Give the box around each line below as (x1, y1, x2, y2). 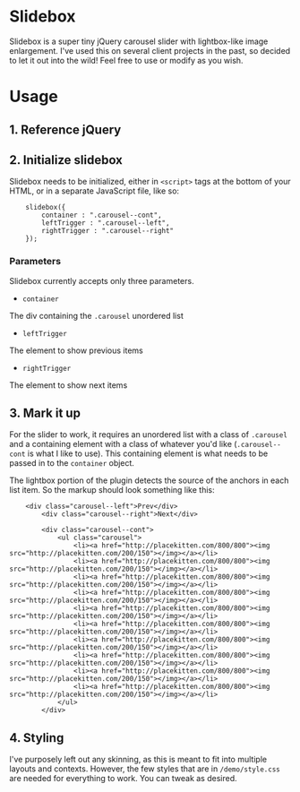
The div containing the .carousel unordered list (9, 310, 184, 321)
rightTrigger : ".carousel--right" (41, 227, 175, 236)
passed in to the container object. (9, 458, 134, 469)
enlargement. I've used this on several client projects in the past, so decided (9, 45, 291, 56)
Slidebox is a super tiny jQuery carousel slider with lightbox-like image (9, 36, 269, 47)
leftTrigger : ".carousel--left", (41, 219, 170, 228)
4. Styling (9, 730, 64, 745)
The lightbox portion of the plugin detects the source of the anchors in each (9, 475, 289, 486)
